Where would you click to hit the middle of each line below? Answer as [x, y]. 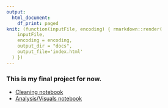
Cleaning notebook [39, 92]
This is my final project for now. [54, 79]
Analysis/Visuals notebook [49, 98]
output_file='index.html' [50, 52]
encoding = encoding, [45, 40]
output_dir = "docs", [45, 46]
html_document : [31, 18]
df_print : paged [38, 23]
